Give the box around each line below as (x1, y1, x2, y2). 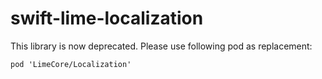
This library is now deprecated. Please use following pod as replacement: (10, 40, 313, 52)
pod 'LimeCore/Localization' (10, 59, 132, 69)
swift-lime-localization (10, 7, 204, 30)
